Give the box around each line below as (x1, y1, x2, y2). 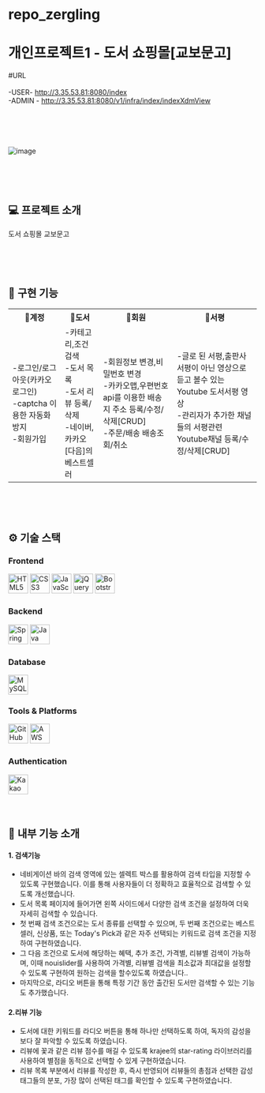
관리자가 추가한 (181, 409, 235, 420)
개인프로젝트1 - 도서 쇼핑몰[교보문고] (8, 44, 232, 62)
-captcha (12, 397, 48, 408)
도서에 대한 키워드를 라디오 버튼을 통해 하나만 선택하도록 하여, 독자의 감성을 (19, 1027, 252, 1036)
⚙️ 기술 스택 (8, 531, 62, 545)
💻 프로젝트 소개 (8, 203, 81, 216)
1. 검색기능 (8, 851, 41, 860)
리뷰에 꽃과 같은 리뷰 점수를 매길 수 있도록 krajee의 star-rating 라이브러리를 (19, 1046, 252, 1056)
